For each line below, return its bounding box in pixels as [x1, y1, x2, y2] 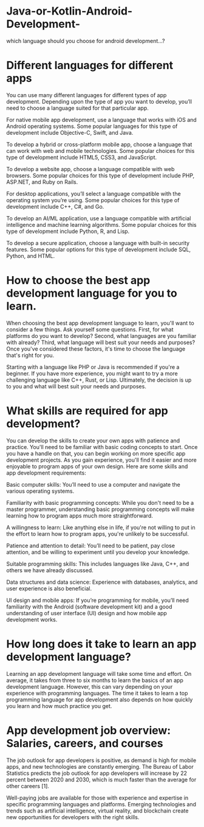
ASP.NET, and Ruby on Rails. [6, 178, 78, 186]
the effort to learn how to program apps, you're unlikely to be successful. [6, 530, 189, 538]
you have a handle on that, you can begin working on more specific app [6, 450, 186, 457]
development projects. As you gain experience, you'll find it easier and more [6, 456, 197, 464]
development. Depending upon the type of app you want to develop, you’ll [6, 98, 192, 105]
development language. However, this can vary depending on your [6, 683, 173, 690]
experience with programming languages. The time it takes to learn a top [6, 689, 188, 697]
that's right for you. [6, 351, 55, 359]
